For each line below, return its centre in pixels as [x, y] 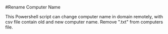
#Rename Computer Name [33, 7]
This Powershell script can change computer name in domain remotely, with [84, 17]
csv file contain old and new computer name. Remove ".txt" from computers [84, 22]
